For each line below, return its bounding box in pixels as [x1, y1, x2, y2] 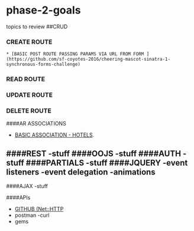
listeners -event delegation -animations [6, 167, 156, 177]
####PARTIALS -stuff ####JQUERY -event [25, 157, 188, 168]
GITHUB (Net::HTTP [14, 206, 64, 213]
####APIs [6, 194, 31, 201]
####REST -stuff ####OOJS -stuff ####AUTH [6, 148, 182, 159]
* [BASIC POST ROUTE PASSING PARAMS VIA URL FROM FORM [6, 51, 144, 57]
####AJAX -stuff [6, 183, 48, 190]
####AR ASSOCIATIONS [6, 120, 66, 127]
